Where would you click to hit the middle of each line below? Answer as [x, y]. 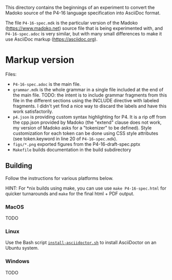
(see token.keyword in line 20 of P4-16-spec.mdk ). [65, 139]
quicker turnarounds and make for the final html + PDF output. [70, 193]
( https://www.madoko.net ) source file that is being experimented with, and [84, 28]
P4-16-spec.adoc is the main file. [47, 84]
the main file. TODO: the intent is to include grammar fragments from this [90, 95]
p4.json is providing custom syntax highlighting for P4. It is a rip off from [89, 117]
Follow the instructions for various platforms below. [60, 178]
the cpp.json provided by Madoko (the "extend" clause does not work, [87, 122]
